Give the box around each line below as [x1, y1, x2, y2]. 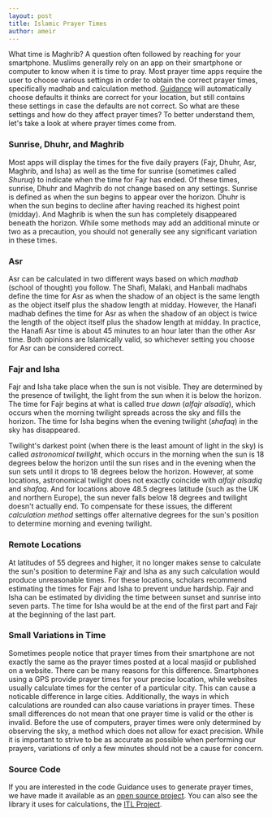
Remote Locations [8, 539, 82, 550]
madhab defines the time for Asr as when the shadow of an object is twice [8, 308, 257, 318]
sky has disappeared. [8, 425, 80, 435]
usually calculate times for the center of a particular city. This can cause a [8, 683, 256, 692]
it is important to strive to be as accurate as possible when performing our [8, 734, 257, 745]
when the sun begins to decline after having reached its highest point [8, 200, 240, 210]
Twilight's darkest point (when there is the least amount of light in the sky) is [8, 441, 264, 451]
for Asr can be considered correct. [8, 343, 124, 352]
